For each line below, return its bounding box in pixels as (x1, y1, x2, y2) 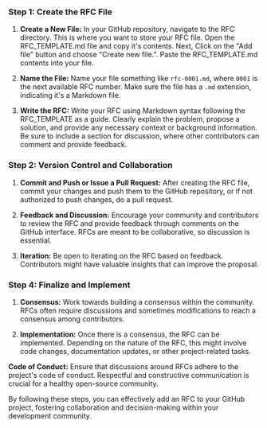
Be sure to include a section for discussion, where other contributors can (19, 131, 260, 141)
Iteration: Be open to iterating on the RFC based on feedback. (19, 251, 224, 260)
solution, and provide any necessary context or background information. (19, 123, 257, 133)
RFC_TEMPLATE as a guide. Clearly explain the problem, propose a (19, 115, 241, 124)
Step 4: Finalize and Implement (8, 279, 131, 290)
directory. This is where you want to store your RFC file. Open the (19, 33, 235, 42)
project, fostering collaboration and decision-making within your (8, 403, 219, 412)
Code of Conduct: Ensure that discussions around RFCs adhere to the (8, 361, 239, 372)
